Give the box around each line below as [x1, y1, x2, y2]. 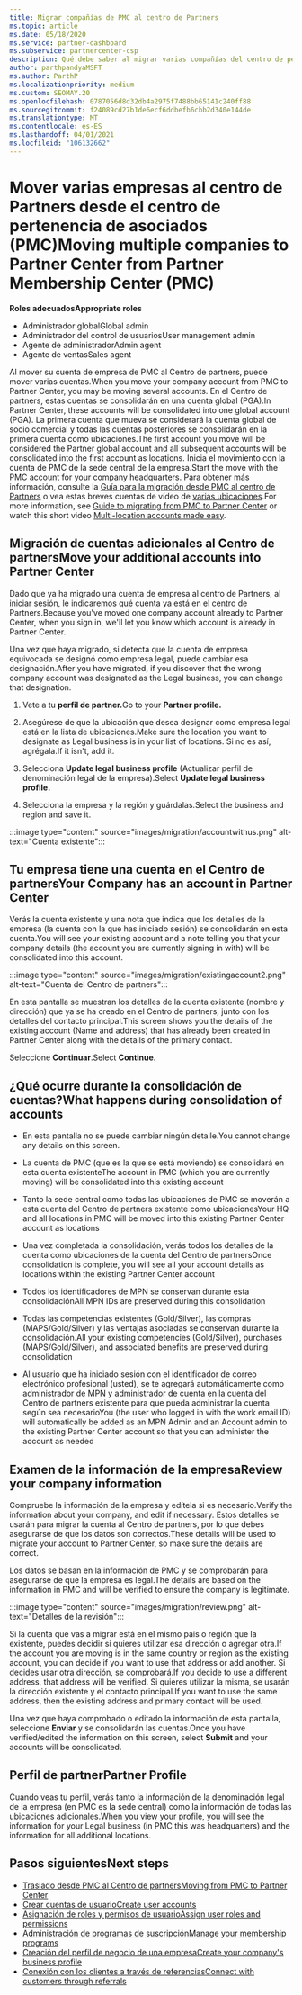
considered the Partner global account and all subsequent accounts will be [9, 443, 287, 454]
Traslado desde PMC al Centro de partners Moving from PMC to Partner [22, 1880, 288, 1891]
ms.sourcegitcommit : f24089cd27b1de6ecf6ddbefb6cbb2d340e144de [9, 105, 252, 114]
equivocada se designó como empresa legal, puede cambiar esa [9, 653, 249, 664]
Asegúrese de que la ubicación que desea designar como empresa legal [22, 716, 290, 727]
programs [22, 1937, 59, 1948]
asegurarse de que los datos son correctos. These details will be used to [9, 1528, 277, 1539]
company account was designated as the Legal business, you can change [9, 672, 283, 683]
